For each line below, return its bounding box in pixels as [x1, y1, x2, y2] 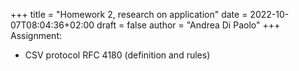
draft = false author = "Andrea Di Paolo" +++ [96, 19, 281, 31]
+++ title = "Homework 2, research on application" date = [10, 9, 248, 20]
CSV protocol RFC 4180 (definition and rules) [24, 49, 211, 61]
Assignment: [10, 30, 62, 41]
